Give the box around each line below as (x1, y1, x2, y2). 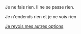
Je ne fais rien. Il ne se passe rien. (5, 4, 75, 10)
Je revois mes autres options (5, 23, 64, 29)
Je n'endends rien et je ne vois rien (5, 14, 77, 19)
